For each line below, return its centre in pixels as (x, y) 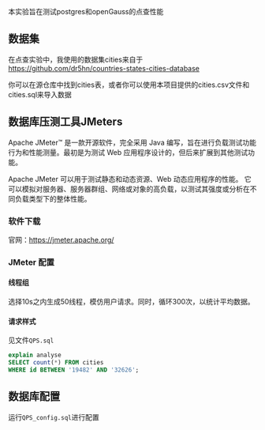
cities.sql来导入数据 (40, 94)
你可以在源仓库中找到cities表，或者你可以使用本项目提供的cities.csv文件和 (129, 85)
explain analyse (35, 355)
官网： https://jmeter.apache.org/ (61, 240)
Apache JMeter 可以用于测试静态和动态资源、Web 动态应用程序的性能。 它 (130, 179)
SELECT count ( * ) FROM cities (56, 363)
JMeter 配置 (32, 262)
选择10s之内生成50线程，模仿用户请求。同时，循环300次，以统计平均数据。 (131, 302)
